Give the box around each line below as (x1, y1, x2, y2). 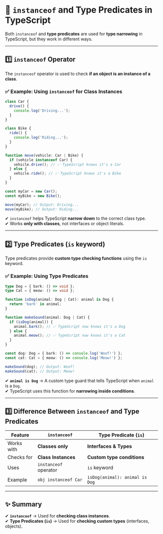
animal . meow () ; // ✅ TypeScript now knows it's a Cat (14, 333, 126, 338)
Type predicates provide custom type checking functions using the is (5, 255, 147, 261)
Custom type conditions (87, 454, 145, 461)
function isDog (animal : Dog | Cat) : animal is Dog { (5, 297, 114, 302)
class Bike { (5, 126, 32, 131)
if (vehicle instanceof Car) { (9, 157, 73, 162)
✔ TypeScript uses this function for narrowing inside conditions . (5, 388, 135, 394)
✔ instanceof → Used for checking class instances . (5, 513, 110, 519)
